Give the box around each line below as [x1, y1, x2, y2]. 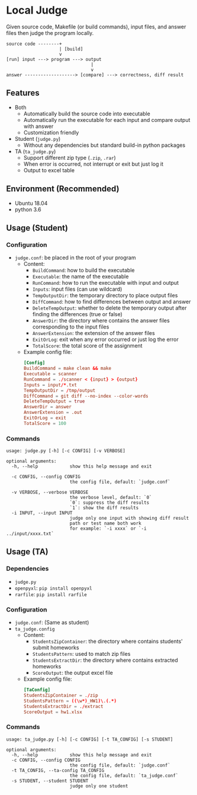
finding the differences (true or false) [32, 311, 123, 318]
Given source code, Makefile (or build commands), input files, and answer [6, 23, 186, 30]
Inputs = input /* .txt [23, 382, 77, 388]
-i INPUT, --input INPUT [11, 510, 73, 516]
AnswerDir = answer [23, 404, 72, 410]
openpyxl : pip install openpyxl [14, 584, 93, 591]
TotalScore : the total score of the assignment [32, 342, 143, 349]
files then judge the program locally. [6, 29, 94, 36]
